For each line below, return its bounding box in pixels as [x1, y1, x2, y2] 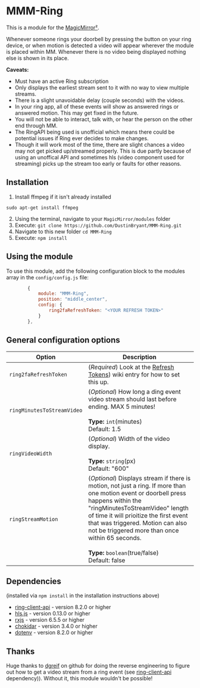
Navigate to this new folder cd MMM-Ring [14, 228, 112, 235]
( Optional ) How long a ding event [88, 387, 181, 396]
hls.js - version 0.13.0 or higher [14, 610, 90, 617]
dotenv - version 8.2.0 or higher [14, 629, 93, 636]
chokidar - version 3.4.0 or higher [14, 622, 98, 630]
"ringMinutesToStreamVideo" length [88, 504, 189, 512]
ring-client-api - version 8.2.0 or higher [14, 604, 111, 611]
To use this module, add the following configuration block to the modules [6, 267, 186, 274]
